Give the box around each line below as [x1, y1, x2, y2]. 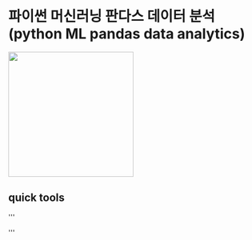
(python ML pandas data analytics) [8, 25, 246, 43]
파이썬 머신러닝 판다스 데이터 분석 [8, 7, 215, 26]
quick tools [8, 191, 66, 205]
